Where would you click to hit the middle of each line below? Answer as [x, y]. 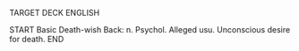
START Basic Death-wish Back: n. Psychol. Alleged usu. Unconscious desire [150, 29]
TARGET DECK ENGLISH [55, 13]
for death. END [37, 39]
